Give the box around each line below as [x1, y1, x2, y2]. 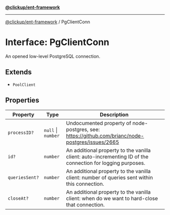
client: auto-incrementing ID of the [66, 153, 149, 160]
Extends [5, 68, 32, 76]
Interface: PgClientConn [5, 36, 110, 48]
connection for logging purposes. [66, 159, 146, 166]
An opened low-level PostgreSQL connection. [5, 53, 100, 59]
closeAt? [8, 195, 29, 201]
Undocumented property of [66, 119, 132, 126]
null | [44, 126, 58, 134]
